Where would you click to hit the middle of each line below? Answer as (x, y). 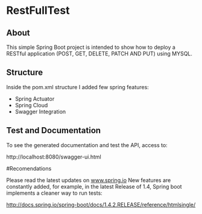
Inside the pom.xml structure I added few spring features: (77, 87)
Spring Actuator (35, 99)
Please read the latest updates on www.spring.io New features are (89, 180)
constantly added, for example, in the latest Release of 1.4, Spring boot (94, 186)
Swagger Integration (40, 112)
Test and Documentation (54, 131)
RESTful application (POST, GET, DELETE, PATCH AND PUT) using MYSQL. (99, 54)
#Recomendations (29, 168)
